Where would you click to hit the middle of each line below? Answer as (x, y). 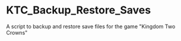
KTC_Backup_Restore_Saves (79, 10)
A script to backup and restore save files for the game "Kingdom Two (91, 26)
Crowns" (17, 32)
